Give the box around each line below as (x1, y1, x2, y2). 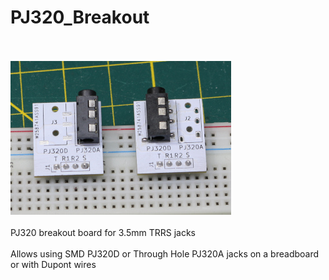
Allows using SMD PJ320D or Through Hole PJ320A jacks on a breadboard (10, 247, 320, 260)
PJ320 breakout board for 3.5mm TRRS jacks (10, 226, 196, 238)
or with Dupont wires (10, 258, 97, 270)
